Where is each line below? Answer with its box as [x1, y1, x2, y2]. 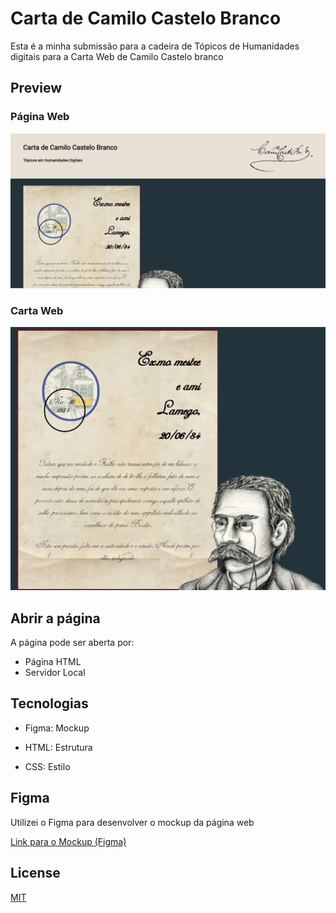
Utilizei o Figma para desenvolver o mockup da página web [10, 816, 255, 828]
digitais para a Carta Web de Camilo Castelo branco [10, 50, 224, 62]
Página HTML [24, 656, 82, 668]
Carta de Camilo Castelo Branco [10, 7, 282, 30]
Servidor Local [24, 667, 86, 679]
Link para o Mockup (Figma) [10, 835, 127, 847]
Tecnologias [10, 695, 89, 712]
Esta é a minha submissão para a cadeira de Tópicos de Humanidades [10, 40, 300, 52]
